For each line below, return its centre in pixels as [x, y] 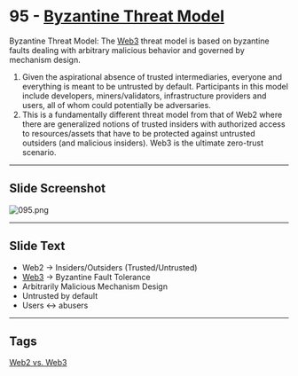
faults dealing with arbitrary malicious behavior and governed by [127, 50]
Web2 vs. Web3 [38, 363]
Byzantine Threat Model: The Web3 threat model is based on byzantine [139, 41]
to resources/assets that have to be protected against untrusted [138, 133]
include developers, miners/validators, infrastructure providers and [144, 96]
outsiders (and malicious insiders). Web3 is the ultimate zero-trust [143, 143]
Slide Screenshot [58, 188]
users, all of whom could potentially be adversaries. [116, 105]
